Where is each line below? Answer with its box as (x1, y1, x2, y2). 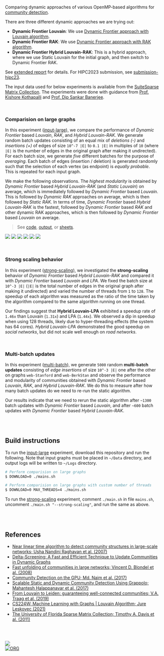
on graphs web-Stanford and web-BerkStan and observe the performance (5, 372, 150, 378)
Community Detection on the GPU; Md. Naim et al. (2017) (12, 575, 127, 580)
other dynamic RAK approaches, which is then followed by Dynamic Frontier (5, 209, 159, 215)
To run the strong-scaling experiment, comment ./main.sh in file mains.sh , (5, 496, 155, 502)
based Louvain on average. (5, 215, 60, 221)
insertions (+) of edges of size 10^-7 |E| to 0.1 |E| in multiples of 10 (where (5, 143, 159, 149)
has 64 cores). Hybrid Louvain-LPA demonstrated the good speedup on (5, 324, 150, 329)
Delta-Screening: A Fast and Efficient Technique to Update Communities (12, 554, 158, 560)
